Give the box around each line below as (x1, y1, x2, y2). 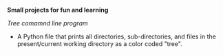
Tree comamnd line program (7, 19, 88, 27)
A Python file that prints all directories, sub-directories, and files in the (17, 32, 217, 41)
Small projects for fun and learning (7, 6, 109, 14)
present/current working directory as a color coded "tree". (17, 40, 182, 47)
